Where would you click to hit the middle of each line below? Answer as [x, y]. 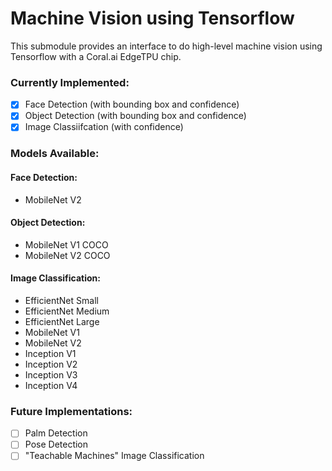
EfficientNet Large [62, 321]
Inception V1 [50, 353]
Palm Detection [56, 433]
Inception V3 [51, 374]
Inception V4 [51, 385]
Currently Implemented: [70, 82]
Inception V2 [51, 364]
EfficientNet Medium [67, 311]
